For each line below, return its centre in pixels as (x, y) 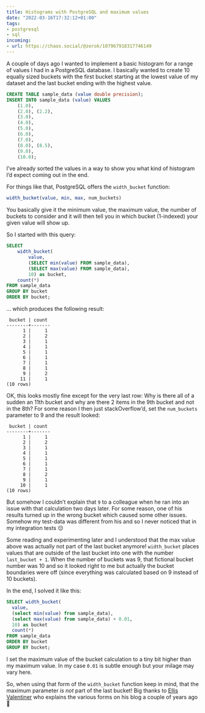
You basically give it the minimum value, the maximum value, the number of (102, 210)
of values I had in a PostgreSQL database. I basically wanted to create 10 (98, 70)
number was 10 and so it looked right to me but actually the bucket (90, 566)
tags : (13, 23)
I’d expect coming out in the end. (48, 175)
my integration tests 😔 (35, 528)
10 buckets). (22, 579)
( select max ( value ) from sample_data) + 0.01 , (72, 619)
